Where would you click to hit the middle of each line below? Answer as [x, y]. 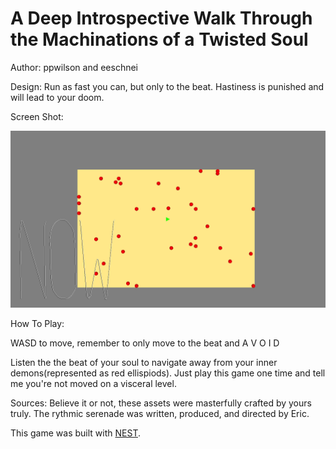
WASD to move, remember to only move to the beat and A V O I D [145, 343]
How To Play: [37, 324]
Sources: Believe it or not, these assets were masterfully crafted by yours [161, 403]
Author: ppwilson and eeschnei [74, 67]
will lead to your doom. [57, 97]
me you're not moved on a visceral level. [93, 384]
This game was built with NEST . [75, 433]
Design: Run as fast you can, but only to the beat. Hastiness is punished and [167, 86]
